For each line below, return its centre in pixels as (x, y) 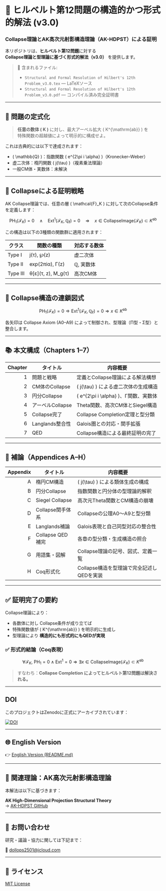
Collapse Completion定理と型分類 (115, 414)
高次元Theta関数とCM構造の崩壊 (115, 500)
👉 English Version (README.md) (39, 754)
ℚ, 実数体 (85, 264)
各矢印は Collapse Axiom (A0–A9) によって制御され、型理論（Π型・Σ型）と (82, 322)
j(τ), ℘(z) (40, 254)
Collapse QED (52, 535)
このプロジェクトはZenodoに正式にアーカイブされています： (67, 712)
